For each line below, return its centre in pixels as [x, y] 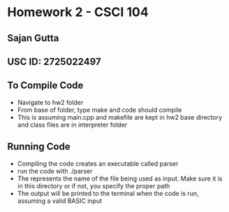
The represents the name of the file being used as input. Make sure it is [120, 178]
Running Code [39, 147]
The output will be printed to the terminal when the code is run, [108, 193]
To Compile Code [45, 86]
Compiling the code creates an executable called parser [98, 163]
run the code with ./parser [55, 171]
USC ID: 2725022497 [54, 61]
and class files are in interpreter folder [72, 125]
